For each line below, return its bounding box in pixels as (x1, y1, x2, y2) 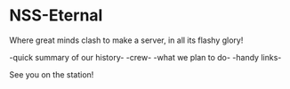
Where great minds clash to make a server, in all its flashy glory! (9, 35, 244, 45)
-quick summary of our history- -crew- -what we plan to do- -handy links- (9, 52, 282, 62)
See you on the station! (9, 69, 94, 80)
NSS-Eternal (9, 5, 103, 26)
